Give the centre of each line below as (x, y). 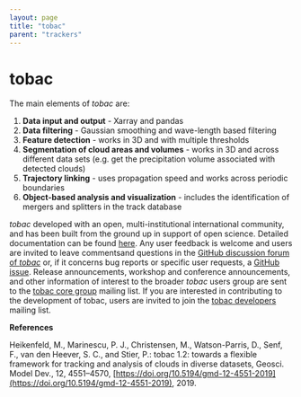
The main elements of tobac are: (70, 103)
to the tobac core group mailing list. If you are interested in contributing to (146, 291)
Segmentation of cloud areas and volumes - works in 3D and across (150, 150)
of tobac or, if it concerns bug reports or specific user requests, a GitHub (145, 262)
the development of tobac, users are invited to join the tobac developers (143, 301)
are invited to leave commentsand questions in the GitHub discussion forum (150, 253)
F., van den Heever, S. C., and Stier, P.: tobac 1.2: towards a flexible (133, 355)
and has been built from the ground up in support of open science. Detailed (149, 234)
